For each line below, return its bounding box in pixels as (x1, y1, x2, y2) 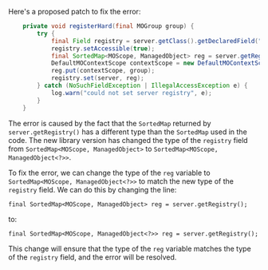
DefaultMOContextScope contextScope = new (50, 59, 195, 67)
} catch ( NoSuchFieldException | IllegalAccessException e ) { (37, 81, 248, 89)
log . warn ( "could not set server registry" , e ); (50, 89, 213, 97)
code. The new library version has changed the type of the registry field (8, 135, 249, 145)
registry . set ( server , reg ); (50, 74, 145, 82)
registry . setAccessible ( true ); (50, 44, 156, 53)
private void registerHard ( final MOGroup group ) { (22, 22, 195, 30)
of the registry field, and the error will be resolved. (8, 252, 177, 262)
